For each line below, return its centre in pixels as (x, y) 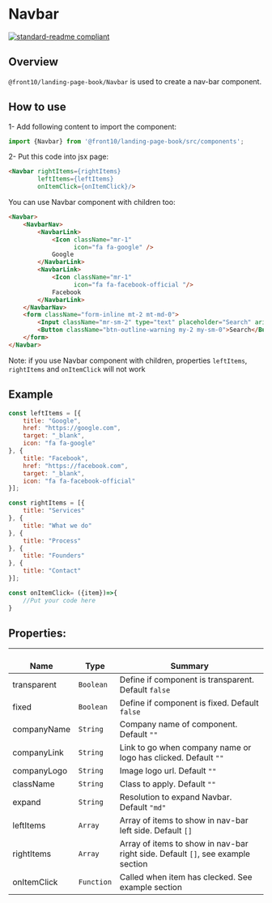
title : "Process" (52, 541)
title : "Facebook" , (56, 458)
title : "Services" (54, 511)
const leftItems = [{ (45, 413)
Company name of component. (178, 724)
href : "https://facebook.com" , (76, 466)
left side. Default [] (156, 831)
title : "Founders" (54, 556)
